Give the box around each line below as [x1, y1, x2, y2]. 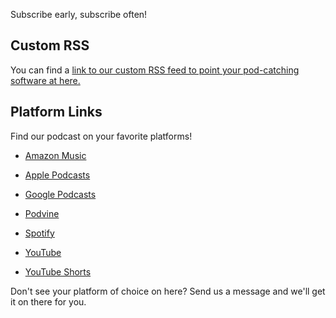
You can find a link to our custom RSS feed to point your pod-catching [10, 64, 300, 76]
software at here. [10, 74, 81, 86]
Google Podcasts [24, 188, 97, 200]
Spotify [24, 227, 55, 239]
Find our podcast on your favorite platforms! [10, 130, 193, 142]
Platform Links [10, 104, 103, 121]
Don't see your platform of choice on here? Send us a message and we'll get [10, 285, 326, 297]
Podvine [24, 207, 60, 219]
